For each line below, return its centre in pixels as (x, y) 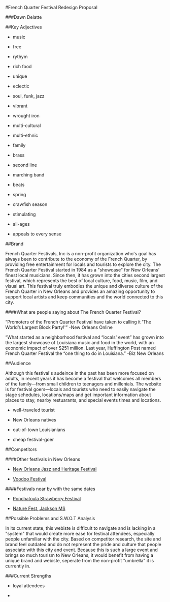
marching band (28, 175)
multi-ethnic (25, 135)
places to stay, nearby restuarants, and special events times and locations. (83, 400)
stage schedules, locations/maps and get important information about (78, 395)
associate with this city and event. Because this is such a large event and (82, 550)
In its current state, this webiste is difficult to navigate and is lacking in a (80, 528)
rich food (22, 66)
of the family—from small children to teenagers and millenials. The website (83, 384)
